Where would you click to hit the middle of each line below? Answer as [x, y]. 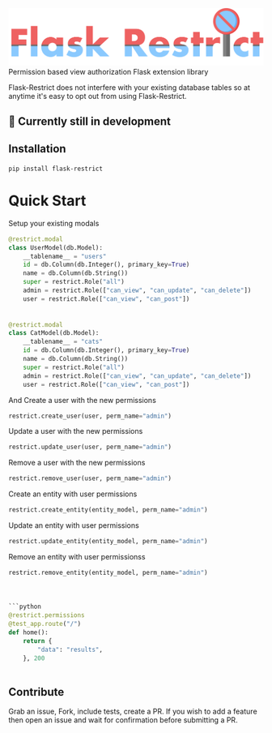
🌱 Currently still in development [90, 122]
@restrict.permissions [47, 615]
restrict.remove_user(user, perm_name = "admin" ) [90, 478]
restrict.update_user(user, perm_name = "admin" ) [90, 447]
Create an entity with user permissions [73, 494]
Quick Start [47, 201]
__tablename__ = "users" [65, 256]
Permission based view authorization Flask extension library [108, 71]
